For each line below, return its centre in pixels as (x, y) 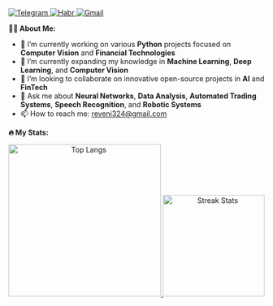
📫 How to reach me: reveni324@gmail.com (93, 114)
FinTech (34, 87)
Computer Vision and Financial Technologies (98, 53)
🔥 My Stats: (28, 132)
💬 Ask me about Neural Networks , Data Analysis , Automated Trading (139, 96)
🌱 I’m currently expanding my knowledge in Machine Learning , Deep (136, 61)
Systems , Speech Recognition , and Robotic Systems (110, 104)
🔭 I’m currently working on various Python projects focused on (126, 44)
